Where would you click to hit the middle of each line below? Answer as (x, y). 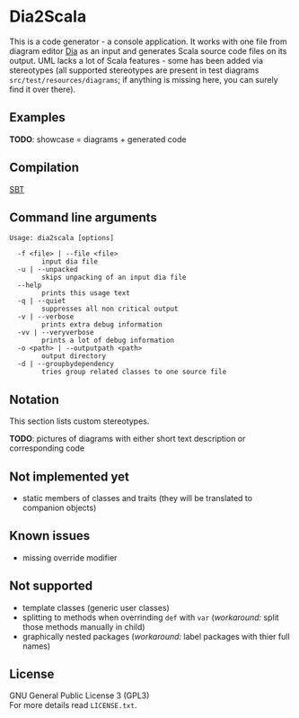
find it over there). (43, 89)
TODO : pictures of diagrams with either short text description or (128, 439)
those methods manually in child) (84, 626)
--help (30, 285)
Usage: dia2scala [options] (62, 238)
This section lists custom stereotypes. (79, 421)
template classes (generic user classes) (96, 607)
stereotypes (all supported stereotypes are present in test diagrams (134, 70)
